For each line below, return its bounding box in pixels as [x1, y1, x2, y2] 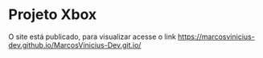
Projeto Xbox [8, 6, 97, 24]
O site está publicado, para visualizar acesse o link [8, 32, 177, 41]
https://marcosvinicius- [178, 32, 255, 41]
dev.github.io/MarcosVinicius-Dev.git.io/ [8, 40, 142, 49]
